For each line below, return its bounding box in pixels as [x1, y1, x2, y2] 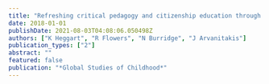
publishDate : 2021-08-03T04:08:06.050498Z [8, 26, 153, 34]
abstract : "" [8, 49, 52, 57]
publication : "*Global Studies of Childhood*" [8, 64, 168, 72]
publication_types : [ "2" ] [8, 42, 95, 50]
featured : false [8, 57, 63, 65]
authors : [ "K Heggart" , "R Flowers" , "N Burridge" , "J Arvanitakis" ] [8, 34, 247, 42]
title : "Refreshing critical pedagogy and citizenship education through [8, 11, 262, 20]
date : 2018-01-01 [8, 19, 67, 27]
